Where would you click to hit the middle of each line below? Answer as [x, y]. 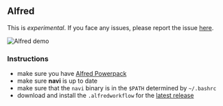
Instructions [28, 59]
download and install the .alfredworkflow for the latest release [105, 96]
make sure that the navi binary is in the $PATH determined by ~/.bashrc [117, 88]
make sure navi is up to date [57, 81]
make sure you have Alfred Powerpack [72, 74]
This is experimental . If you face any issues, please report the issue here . [110, 27]
